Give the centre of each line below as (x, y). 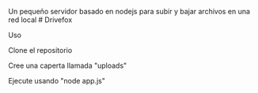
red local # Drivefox (40, 20)
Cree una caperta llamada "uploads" (68, 65)
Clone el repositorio (40, 50)
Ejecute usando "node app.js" (57, 81)
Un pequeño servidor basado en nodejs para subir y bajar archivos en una (129, 11)
